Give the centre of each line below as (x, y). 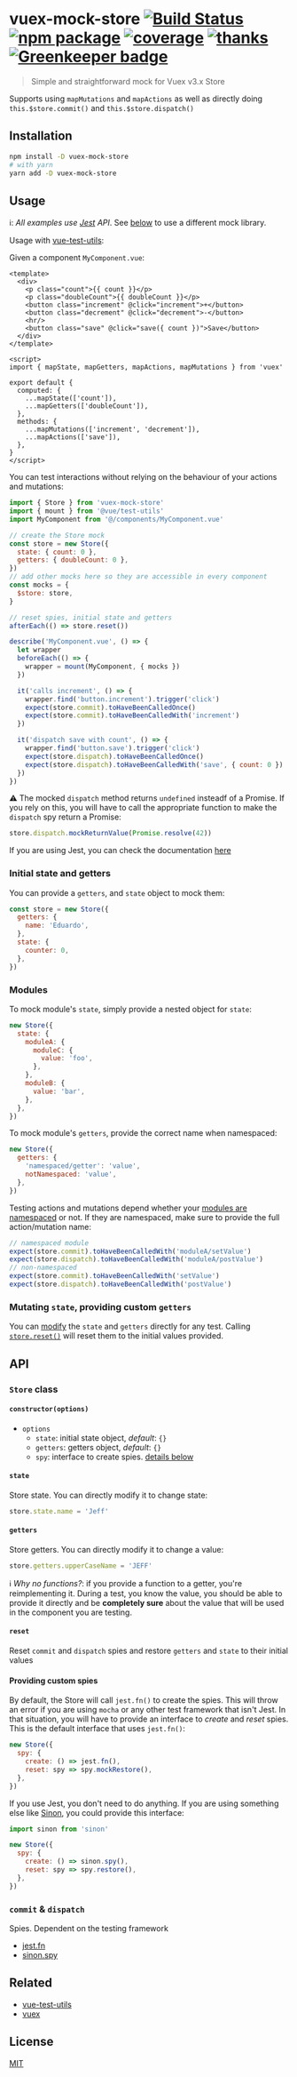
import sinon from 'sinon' (59, 1829)
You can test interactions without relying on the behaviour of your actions (143, 477)
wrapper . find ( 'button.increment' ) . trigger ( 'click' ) (122, 699)
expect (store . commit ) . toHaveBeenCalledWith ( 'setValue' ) (114, 1276)
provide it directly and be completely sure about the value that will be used (147, 1602)
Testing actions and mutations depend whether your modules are (129, 1208)
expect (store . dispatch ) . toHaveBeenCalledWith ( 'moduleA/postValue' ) (137, 1259)
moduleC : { (53, 1050)
